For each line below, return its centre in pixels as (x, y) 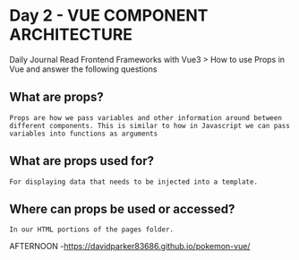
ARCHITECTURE (71, 35)
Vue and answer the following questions (83, 69)
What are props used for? (82, 161)
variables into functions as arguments (84, 134)
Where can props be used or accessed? (122, 208)
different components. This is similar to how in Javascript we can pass (150, 126)
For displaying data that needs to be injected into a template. (133, 182)
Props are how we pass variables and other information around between (145, 117)
